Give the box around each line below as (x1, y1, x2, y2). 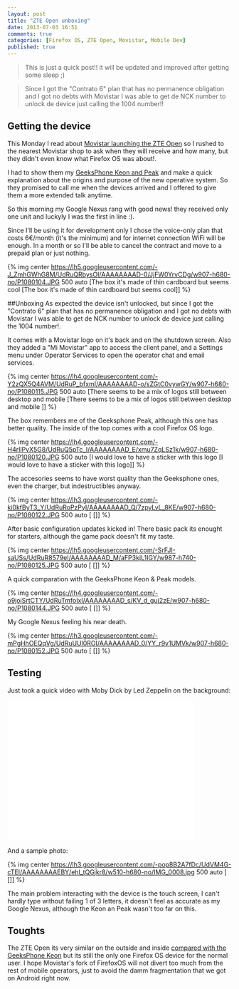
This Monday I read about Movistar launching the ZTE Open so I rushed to (7, 139, 224, 147)
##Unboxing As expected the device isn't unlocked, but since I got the (7, 299, 213, 307)
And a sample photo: (7, 846, 68, 855)
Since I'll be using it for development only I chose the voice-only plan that (7, 226, 223, 234)
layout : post (7, 10, 46, 18)
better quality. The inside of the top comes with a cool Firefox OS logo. (7, 423, 215, 432)
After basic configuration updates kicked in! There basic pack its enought (7, 524, 223, 533)
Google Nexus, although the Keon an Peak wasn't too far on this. (7, 904, 197, 913)
